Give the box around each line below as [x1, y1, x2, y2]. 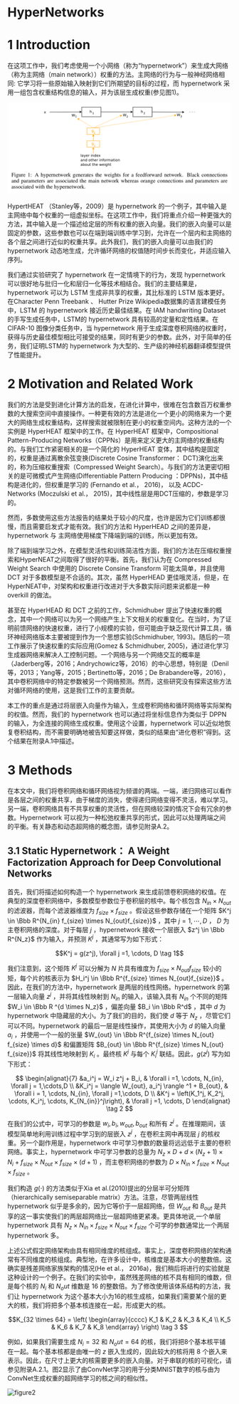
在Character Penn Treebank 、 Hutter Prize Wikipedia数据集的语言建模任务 [7, 297, 227, 305]
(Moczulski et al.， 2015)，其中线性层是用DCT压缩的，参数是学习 [37, 489, 229, 498]
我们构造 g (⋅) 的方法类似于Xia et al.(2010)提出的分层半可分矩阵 [7, 1184, 190, 1193]
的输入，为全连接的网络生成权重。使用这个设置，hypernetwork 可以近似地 [7, 718, 225, 727]
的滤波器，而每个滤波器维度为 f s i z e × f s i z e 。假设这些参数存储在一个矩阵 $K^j [7, 906, 231, 917]
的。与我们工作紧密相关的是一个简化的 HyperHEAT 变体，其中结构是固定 [7, 444, 220, 453]
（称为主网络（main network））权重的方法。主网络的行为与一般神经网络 [7, 70, 219, 79]
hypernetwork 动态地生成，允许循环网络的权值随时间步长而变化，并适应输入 [7, 246, 231, 255]
